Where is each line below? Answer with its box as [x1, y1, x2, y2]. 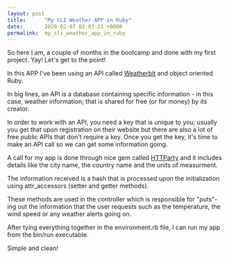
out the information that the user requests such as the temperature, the [17, 202, 221, 211]
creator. [7, 105, 30, 113]
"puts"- [196, 195, 218, 204]
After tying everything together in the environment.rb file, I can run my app [7, 223, 221, 232]
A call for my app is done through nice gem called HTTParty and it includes [7, 154, 222, 162]
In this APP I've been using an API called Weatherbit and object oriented [7, 69, 214, 78]
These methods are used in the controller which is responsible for [7, 195, 196, 204]
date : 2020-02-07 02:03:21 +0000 [7, 23, 123, 30]
